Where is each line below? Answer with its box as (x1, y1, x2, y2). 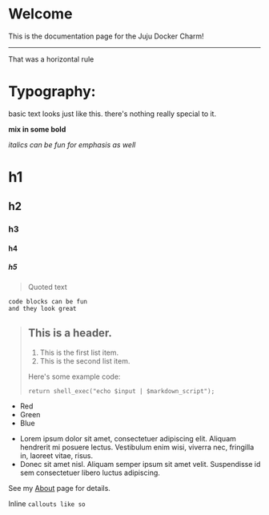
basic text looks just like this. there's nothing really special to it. (8, 109, 217, 119)
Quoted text (27, 282, 68, 292)
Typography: (8, 82, 96, 101)
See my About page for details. (8, 483, 110, 493)
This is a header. (27, 326, 112, 340)
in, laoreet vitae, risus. (19, 450, 94, 461)
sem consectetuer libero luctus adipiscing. (19, 468, 160, 477)
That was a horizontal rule (8, 54, 94, 64)
